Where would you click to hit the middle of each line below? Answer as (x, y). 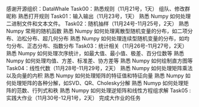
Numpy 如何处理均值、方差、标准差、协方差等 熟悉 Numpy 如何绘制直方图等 (99, 61)
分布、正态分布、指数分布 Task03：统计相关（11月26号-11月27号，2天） (99, 46)
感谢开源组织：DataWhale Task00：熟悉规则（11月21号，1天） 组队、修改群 (98, 9)
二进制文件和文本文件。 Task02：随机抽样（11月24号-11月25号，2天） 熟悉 (98, 23)
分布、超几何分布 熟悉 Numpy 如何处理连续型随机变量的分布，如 (105, 38)
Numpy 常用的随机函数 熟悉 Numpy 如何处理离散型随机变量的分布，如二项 (97, 31)
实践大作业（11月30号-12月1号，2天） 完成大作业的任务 (73, 98)
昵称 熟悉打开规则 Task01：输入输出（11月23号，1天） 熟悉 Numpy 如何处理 (99, 16)
